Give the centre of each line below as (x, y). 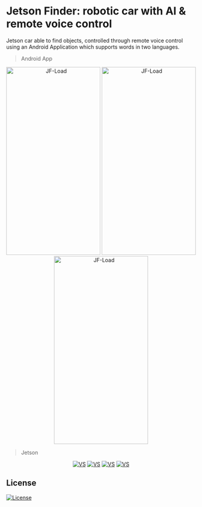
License (21, 483)
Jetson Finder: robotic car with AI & (96, 11)
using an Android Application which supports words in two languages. (93, 47)
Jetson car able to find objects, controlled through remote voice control (95, 40)
